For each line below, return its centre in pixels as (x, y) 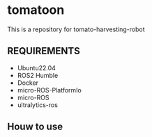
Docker (28, 83)
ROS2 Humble (38, 75)
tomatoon (36, 10)
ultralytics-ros (37, 105)
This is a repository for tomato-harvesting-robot (76, 29)
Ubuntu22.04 (36, 67)
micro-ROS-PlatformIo (49, 90)
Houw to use (35, 127)
